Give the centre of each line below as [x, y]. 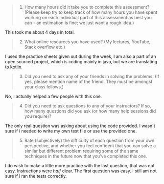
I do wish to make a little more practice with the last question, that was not [80, 166]
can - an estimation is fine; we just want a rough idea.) [79, 23]
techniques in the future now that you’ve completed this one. [86, 156]
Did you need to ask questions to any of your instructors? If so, [88, 106]
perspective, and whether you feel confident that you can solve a [90, 146]
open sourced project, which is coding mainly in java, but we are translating [81, 62]
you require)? [38, 116]
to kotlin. [14, 67]
